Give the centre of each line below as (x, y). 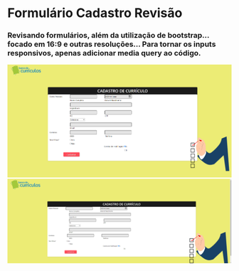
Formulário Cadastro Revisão (95, 13)
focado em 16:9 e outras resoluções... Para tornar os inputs (112, 44)
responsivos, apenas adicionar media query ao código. (104, 53)
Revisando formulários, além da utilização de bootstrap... (108, 36)
